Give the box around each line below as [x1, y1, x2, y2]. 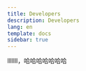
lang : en [7, 23, 33, 30]
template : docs [7, 30, 52, 37]
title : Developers [7, 10, 61, 18]
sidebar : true [7, 37, 49, 44]
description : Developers [7, 17, 80, 24]
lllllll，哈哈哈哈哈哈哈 [7, 57, 67, 65]
